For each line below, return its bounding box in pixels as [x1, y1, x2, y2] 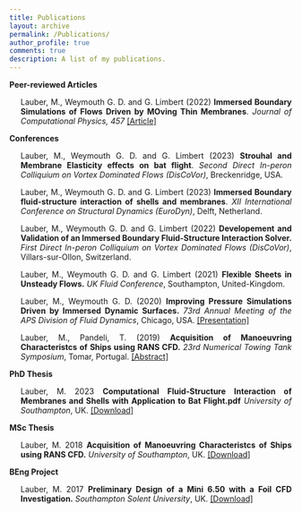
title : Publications [9, 13, 87, 22]
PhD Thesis [9, 369, 54, 379]
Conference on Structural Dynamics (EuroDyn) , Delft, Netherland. [21, 206, 263, 216]
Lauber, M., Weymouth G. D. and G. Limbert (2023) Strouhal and [21, 150, 293, 161]
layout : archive [9, 21, 70, 30]
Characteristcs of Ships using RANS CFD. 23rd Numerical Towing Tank [21, 342, 293, 352]
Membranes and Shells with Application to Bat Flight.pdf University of [21, 396, 292, 406]
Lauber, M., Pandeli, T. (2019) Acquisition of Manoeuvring [21, 332, 292, 343]
